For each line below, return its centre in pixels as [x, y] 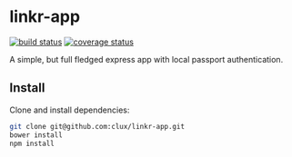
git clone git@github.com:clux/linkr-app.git [97, 126]
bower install [36, 135]
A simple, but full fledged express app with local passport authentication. [146, 59]
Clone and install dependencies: [70, 110]
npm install [32, 143]
